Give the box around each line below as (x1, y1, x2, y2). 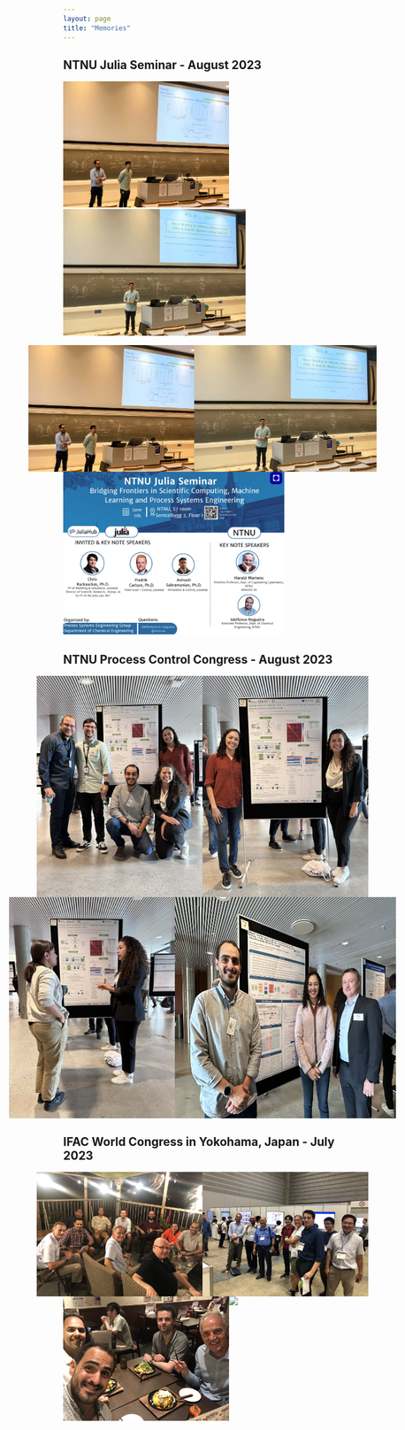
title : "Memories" (63, 23, 131, 33)
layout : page (63, 14, 111, 23)
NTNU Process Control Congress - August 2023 (63, 651, 333, 667)
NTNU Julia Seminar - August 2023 (63, 58, 262, 73)
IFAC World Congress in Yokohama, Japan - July (63, 1134, 335, 1149)
